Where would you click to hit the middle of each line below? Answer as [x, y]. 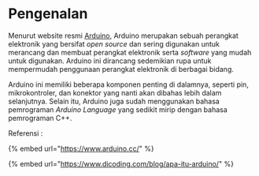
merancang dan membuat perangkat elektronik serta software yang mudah [130, 52]
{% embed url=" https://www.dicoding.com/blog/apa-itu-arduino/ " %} [121, 163]
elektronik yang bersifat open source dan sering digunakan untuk [114, 43]
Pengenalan [48, 14]
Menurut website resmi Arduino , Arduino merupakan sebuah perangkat [123, 36]
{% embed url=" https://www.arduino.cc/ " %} [81, 148]
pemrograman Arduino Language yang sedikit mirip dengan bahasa [118, 109]
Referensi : [26, 133]
